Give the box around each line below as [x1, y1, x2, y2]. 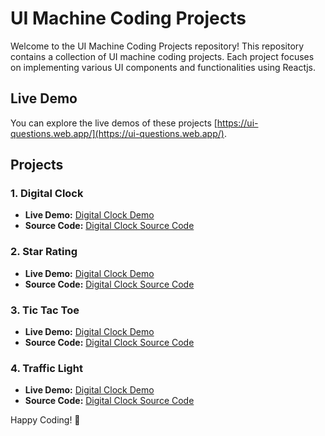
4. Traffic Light [10, 361, 83, 375]
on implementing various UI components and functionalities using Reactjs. [10, 61, 316, 73]
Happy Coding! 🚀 [10, 414, 81, 426]
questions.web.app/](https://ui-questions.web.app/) [10, 127, 225, 139]
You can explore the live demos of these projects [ [10, 117, 218, 129]
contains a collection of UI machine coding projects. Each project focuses [10, 50, 315, 62]
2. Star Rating [10, 245, 78, 259]
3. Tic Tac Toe [10, 303, 80, 317]
